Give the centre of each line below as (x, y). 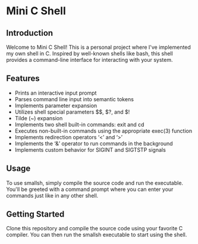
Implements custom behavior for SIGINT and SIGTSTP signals (90, 149)
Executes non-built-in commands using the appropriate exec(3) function (103, 131)
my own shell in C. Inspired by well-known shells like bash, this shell (90, 54)
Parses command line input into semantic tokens (74, 99)
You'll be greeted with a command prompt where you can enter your (90, 189)
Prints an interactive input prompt (56, 93)
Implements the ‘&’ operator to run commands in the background (94, 143)
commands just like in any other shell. (52, 195)
